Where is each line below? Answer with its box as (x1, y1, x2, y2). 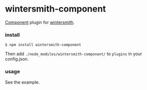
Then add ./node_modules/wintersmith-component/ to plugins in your (5, 51, 142, 57)
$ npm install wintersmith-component (5, 43, 82, 47)
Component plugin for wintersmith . (5, 19, 75, 25)
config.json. (5, 56, 29, 62)
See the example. (5, 79, 40, 85)
